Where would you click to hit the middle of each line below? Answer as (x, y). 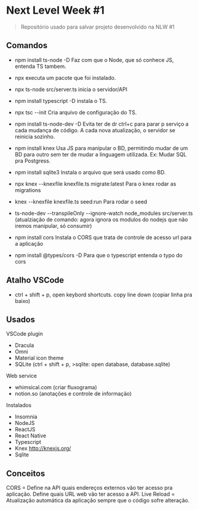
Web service (22, 376)
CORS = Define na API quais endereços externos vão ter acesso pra (89, 488)
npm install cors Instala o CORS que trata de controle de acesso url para (103, 237)
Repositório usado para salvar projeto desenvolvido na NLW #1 (98, 27)
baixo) (23, 301)
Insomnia (26, 417)
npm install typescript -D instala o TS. (61, 101)
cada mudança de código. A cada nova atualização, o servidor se (95, 130)
